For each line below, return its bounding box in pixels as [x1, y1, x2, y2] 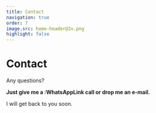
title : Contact [6, 8, 44, 15]
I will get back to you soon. [6, 100, 73, 108]
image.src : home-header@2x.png [6, 25, 85, 32]
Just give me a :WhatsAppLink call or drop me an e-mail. [6, 88, 150, 96]
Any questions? [6, 77, 45, 84]
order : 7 [6, 20, 28, 26]
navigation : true [6, 14, 50, 20]
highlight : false [6, 31, 50, 37]
